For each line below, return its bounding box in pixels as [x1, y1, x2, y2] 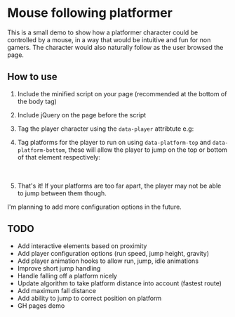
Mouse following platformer [7, 5, 173, 21]
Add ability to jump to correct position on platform [17, 294, 162, 302]
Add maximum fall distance [17, 286, 97, 295]
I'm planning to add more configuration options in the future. [7, 202, 182, 211]
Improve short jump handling [17, 264, 101, 272]
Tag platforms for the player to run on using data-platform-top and [17, 138, 211, 146]
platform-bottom [17, 146, 65, 154]
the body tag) [17, 97, 58, 105]
